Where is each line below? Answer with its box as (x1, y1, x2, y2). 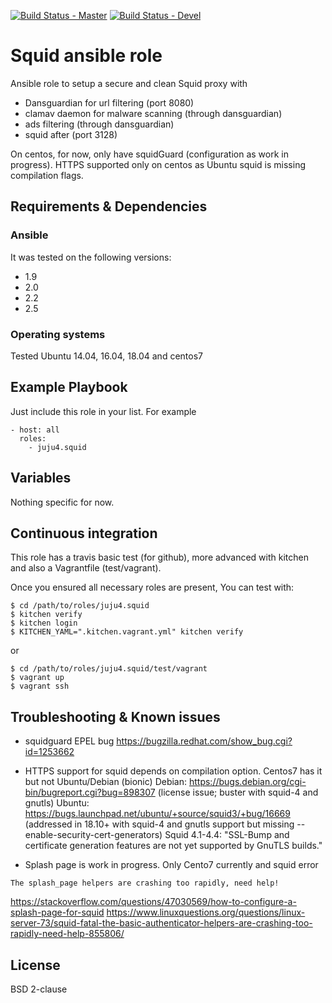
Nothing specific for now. (10, 496, 115, 508)
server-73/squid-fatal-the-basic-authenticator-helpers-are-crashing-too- (10, 917, 313, 929)
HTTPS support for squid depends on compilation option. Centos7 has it (24, 765, 323, 777)
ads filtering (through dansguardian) (24, 118, 175, 130)
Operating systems (10, 327, 106, 341)
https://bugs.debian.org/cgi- (188, 776, 307, 788)
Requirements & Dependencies (10, 198, 208, 215)
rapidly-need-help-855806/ (10, 928, 125, 940)
